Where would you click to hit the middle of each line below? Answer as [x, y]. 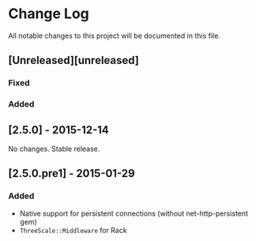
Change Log [49, 14]
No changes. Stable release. [54, 149]
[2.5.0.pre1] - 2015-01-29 [72, 173]
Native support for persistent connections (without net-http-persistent [134, 213]
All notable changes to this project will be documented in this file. [115, 36]
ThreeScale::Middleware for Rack [73, 230]
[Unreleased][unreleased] [74, 60]
